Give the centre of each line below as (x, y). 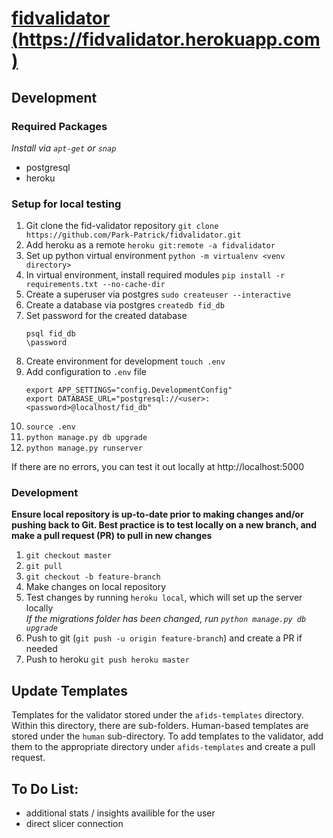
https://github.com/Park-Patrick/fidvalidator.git (133, 235)
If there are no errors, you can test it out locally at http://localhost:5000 (157, 467)
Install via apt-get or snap (64, 148)
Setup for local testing (66, 204)
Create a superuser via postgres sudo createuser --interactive (158, 294)
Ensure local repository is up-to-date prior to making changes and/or (157, 514)
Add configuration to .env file (86, 372)
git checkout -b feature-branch (93, 577)
